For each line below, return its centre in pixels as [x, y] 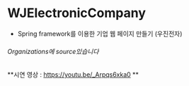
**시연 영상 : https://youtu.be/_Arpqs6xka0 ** [73, 75]
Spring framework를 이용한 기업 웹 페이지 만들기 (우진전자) [100, 33]
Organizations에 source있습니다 [53, 51]
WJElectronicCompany [77, 13]
